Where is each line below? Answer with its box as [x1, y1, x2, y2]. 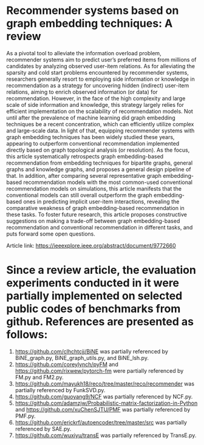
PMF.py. [15, 412, 36, 420]
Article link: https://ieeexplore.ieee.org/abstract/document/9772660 [6, 242, 176, 249]
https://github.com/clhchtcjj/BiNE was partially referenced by [15, 347, 169, 355]
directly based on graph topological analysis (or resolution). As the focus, [6, 146, 190, 154]
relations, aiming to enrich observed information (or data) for [6, 88, 158, 95]
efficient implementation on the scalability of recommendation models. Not [6, 107, 193, 115]
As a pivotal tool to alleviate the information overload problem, [6, 49, 162, 56]
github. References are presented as [6, 315, 194, 328]
